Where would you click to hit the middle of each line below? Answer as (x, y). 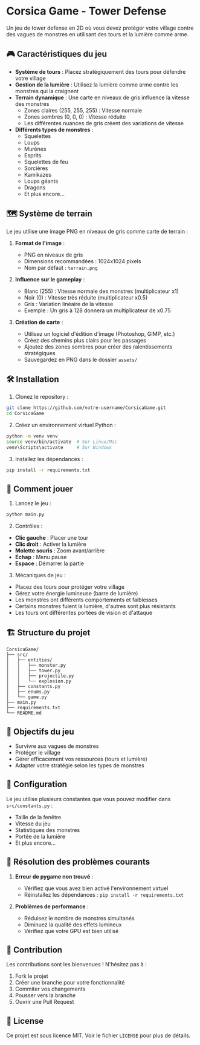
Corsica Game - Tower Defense (86, 11)
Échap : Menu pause (41, 557)
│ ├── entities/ (29, 660)
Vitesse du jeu (33, 824)
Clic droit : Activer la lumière (50, 544)
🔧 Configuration (37, 785)
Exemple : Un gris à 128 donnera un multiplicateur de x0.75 (97, 310)
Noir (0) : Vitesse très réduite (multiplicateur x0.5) (86, 297)
